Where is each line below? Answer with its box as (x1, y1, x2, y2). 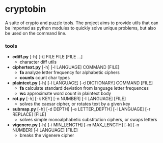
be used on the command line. (5, 30, 67, 36)
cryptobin (5, 3, 46, 15)
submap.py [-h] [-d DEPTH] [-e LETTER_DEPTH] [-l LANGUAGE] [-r (12, 106, 151, 112)
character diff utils (19, 59, 57, 65)
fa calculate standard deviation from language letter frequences (19, 85, 149, 91)
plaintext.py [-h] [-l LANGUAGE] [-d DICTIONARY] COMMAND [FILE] (12, 80, 153, 86)
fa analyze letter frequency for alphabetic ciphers (19, 70, 120, 75)
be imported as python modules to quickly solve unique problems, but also (5, 25, 156, 31)
